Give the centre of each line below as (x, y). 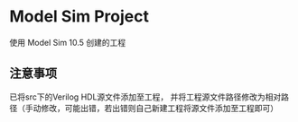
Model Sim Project (79, 17)
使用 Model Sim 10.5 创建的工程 (68, 42)
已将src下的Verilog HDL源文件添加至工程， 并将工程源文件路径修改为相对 (145, 97)
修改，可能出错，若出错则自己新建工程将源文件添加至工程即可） (159, 108)
